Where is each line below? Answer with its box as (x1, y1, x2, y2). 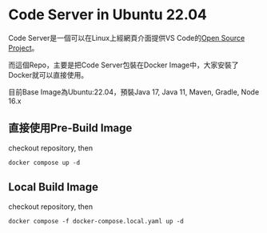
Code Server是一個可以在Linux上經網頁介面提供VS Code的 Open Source (8, 33, 245, 42)
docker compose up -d (8, 159, 81, 167)
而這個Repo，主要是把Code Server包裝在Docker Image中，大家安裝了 (8, 60, 239, 70)
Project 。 (8, 42, 39, 53)
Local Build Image (8, 180, 98, 194)
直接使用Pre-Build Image (8, 122, 133, 135)
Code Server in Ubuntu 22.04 (8, 6, 208, 24)
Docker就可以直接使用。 (8, 70, 89, 79)
